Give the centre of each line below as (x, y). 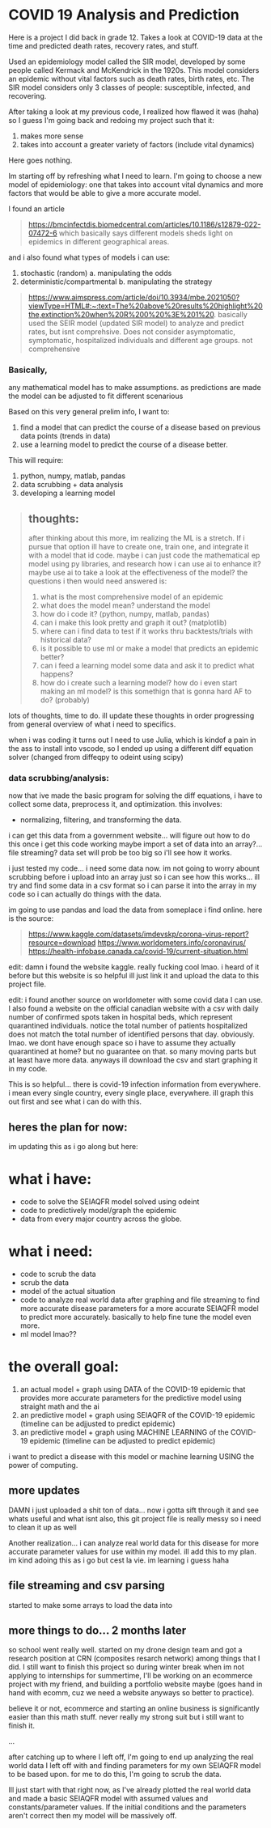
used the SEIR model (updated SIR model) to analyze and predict (136, 323)
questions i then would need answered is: (97, 581)
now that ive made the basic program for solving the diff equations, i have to (135, 795)
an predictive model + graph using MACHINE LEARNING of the (124, 1432)
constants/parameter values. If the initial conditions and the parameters (127, 1807)
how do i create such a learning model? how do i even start (139, 683)
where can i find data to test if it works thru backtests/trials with (146, 631)
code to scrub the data (58, 1274)
